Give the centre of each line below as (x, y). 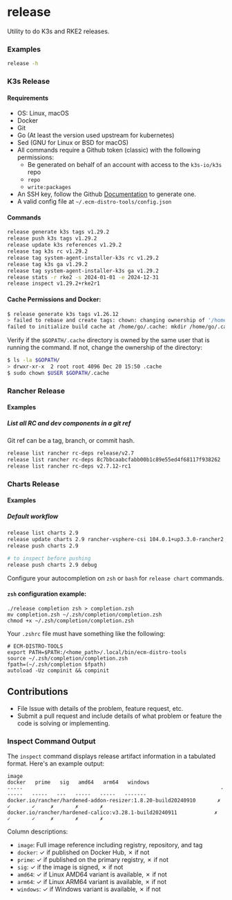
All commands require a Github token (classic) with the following (109, 150)
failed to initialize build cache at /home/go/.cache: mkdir (97, 327)
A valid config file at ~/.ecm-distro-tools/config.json (94, 202)
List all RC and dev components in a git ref (69, 423)
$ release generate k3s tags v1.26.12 (63, 314)
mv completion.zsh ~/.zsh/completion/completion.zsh (85, 615)
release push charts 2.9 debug (52, 565)
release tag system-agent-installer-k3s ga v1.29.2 (83, 271)
